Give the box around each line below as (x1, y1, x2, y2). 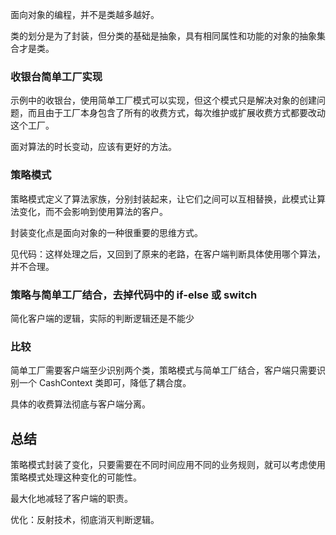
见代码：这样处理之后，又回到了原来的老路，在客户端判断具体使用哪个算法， (10, 248, 326, 260)
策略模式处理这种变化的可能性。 (10, 471, 142, 483)
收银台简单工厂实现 (10, 69, 103, 83)
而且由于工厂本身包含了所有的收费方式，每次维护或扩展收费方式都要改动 (27, 107, 326, 119)
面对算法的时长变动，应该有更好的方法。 (10, 141, 177, 153)
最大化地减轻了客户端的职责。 (10, 493, 133, 504)
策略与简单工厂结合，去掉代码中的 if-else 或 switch (10, 288, 258, 302)
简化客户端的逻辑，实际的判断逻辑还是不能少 (10, 312, 195, 324)
